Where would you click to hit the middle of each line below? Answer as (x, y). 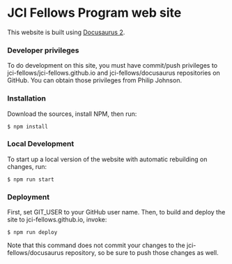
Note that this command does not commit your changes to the (96, 245)
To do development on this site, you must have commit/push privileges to (113, 66)
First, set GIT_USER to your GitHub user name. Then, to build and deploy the (116, 212)
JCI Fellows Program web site (94, 13)
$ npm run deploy (32, 233)
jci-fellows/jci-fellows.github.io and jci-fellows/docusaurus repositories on (114, 73)
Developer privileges (43, 50)
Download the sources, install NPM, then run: (72, 114)
